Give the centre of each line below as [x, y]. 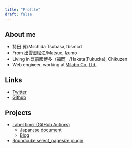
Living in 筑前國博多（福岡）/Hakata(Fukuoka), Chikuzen [70, 59]
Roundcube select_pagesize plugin [48, 140]
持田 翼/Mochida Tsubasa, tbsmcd [47, 47]
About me [20, 34]
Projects [18, 113]
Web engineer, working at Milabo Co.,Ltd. [54, 65]
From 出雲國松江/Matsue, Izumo [45, 53]
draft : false [18, 14]
